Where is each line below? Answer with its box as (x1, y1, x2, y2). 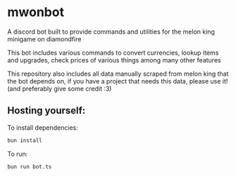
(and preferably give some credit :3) (7, 84, 112, 93)
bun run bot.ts (7, 163, 52, 170)
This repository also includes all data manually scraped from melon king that (7, 69, 229, 78)
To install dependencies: (7, 123, 79, 132)
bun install (7, 137, 42, 144)
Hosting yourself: (7, 104, 86, 116)
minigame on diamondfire (7, 34, 82, 43)
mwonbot (7, 4, 65, 20)
